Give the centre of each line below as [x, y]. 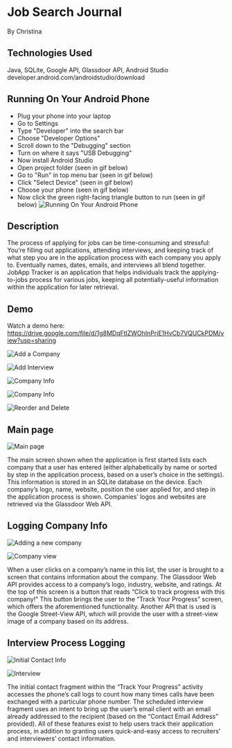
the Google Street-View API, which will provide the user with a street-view [113, 614]
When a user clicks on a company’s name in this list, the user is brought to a [115, 570]
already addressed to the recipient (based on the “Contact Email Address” [113, 716]
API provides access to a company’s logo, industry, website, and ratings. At [114, 584]
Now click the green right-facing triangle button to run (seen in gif [111, 197]
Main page [30, 430]
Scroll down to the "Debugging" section [74, 145]
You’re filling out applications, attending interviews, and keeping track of [110, 250]
